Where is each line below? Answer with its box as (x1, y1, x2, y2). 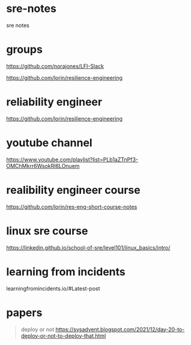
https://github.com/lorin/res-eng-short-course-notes (6, 203, 138, 210)
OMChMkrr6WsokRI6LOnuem (6, 162, 80, 169)
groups (6, 43, 43, 56)
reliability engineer (6, 95, 103, 109)
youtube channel (6, 136, 92, 149)
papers (6, 305, 43, 319)
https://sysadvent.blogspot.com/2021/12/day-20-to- (55, 326, 185, 333)
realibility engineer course (6, 183, 141, 197)
